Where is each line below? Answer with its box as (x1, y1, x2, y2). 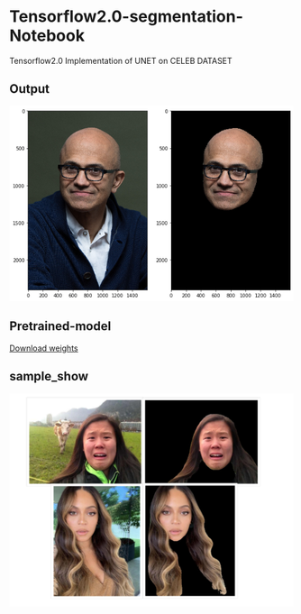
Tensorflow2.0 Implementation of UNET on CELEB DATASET (9, 55, 233, 66)
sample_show (9, 369, 88, 384)
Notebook (9, 25, 86, 46)
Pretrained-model (9, 318, 112, 334)
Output (9, 81, 50, 96)
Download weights (9, 343, 78, 353)
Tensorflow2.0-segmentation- (9, 6, 243, 27)
